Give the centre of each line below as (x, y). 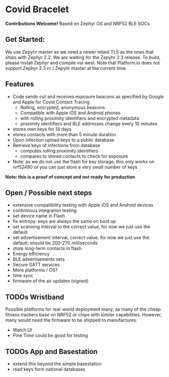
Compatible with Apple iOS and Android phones (70, 113)
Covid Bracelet (37, 9)
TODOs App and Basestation (51, 351)
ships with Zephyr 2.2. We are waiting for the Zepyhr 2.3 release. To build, (83, 57)
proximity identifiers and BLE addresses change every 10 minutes (89, 123)
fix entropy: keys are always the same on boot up (64, 221)
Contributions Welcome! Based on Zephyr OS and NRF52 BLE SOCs (78, 23)
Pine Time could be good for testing (50, 336)
